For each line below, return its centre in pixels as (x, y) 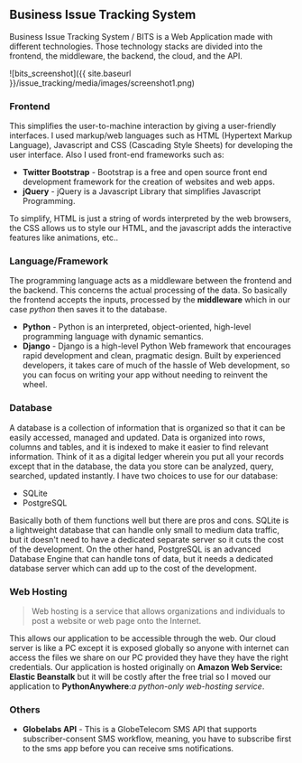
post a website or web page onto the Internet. (116, 621)
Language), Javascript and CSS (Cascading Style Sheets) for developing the (151, 145)
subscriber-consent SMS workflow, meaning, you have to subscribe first (156, 739)
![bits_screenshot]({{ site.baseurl (70, 73)
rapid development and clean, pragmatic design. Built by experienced (151, 356)
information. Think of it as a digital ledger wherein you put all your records (146, 456)
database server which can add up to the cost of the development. (133, 568)
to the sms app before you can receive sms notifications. (128, 749)
